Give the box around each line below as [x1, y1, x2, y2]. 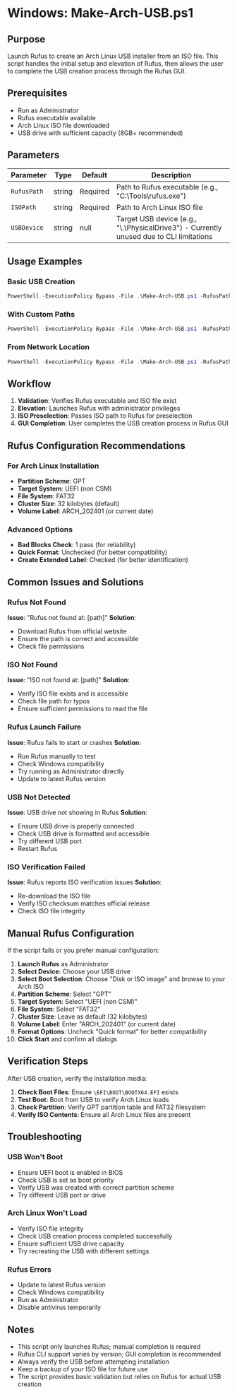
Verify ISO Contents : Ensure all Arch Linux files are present [17, 1110, 191, 1118]
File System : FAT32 [17, 492, 75, 500]
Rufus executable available [17, 113, 97, 122]
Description [151, 170, 192, 180]
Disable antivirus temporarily [17, 1303, 101, 1312]
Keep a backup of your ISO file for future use [17, 1364, 148, 1373]
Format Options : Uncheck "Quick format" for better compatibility [17, 1027, 207, 1036]
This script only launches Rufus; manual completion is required [17, 1342, 201, 1351]
